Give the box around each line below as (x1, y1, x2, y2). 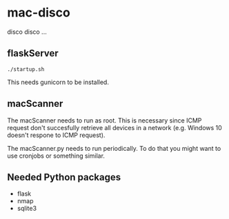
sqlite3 (17, 205, 37, 213)
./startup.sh (7, 65, 45, 73)
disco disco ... (7, 28, 47, 36)
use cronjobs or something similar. (7, 152, 106, 160)
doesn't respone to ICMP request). (7, 131, 106, 139)
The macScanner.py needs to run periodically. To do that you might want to (7, 144, 221, 152)
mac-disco (7, 5, 70, 21)
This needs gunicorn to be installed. (7, 78, 109, 86)
